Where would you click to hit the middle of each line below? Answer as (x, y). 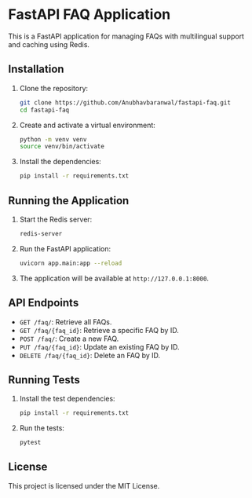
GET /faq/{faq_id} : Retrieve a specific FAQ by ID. (99, 330)
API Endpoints (44, 303)
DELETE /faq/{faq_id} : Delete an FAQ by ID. (90, 355)
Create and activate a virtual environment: (87, 125)
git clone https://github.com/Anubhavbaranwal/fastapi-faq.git (125, 103)
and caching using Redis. (49, 44)
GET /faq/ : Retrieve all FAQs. (66, 322)
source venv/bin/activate (62, 147)
